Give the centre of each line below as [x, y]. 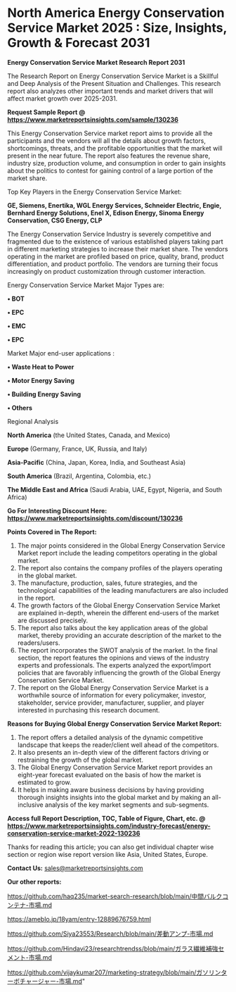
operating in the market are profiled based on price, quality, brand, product [116, 256]
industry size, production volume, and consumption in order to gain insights [117, 163]
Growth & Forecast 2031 [79, 43]
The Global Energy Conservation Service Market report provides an [115, 767]
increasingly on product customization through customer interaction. [106, 271]
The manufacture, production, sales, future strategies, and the [107, 583]
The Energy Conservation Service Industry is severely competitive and [109, 234]
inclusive [30, 805]
